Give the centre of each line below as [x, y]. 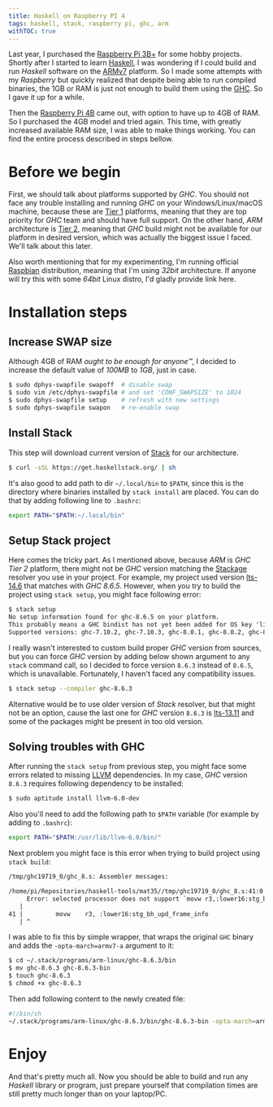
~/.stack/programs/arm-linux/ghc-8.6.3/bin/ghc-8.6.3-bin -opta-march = [132, 1021]
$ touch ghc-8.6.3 [39, 976]
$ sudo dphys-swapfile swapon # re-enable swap [94, 407]
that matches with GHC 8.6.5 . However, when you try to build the [132, 586]
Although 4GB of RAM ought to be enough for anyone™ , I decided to [122, 362]
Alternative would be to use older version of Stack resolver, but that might [132, 704]
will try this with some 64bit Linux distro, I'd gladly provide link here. [122, 279]
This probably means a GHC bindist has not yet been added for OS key [130, 624]
